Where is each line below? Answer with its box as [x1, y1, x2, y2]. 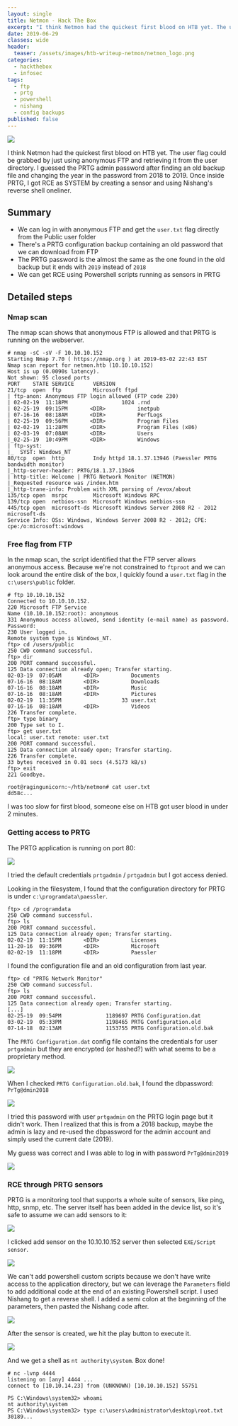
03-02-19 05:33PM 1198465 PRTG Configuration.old [7, 1018, 201, 1025]
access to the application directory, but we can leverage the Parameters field [7, 1279, 230, 1289]
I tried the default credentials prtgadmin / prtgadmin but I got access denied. [7, 870, 228, 879]
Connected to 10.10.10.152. [7, 598, 91, 605]
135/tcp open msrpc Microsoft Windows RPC [7, 492, 160, 499]
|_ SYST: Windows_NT [7, 449, 72, 456]
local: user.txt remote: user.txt [7, 734, 110, 741]
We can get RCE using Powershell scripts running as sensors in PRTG [17, 270, 221, 279]
